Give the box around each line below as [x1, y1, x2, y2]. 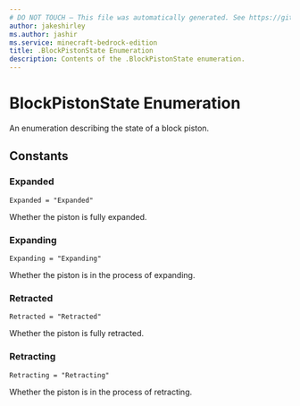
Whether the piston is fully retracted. [9, 328, 145, 339]
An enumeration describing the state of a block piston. [9, 123, 210, 133]
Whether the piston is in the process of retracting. [9, 386, 193, 397]
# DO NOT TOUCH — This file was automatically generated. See [9, 13, 246, 22]
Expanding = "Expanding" [9, 254, 102, 263]
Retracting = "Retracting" [9, 370, 110, 380]
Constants [9, 148, 69, 164]
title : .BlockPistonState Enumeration [9, 47, 154, 55]
